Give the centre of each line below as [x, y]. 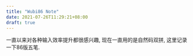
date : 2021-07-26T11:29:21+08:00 [47, 17]
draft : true [21, 22]
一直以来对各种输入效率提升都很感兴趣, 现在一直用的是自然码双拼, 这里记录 [96, 40]
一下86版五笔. [23, 47]
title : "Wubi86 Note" [33, 11]
